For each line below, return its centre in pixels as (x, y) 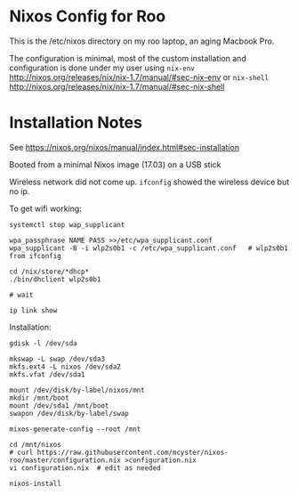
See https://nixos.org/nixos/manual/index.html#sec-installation (125, 147)
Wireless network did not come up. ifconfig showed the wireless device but (149, 182)
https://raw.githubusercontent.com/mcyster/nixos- (133, 452)
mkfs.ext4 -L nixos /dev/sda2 (65, 367)
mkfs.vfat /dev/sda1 (48, 374)
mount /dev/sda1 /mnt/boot (59, 406)
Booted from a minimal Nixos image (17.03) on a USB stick (115, 164)
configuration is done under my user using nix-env (102, 68)
